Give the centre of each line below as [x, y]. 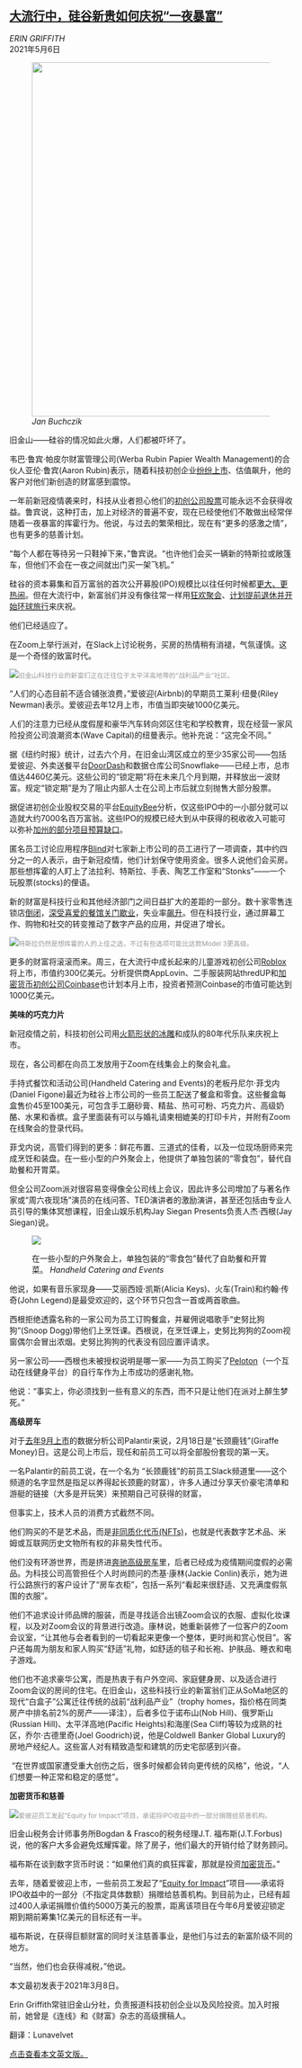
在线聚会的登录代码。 [49, 1128]
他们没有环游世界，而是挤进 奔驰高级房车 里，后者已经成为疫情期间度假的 [143, 1562]
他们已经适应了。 [41, 625]
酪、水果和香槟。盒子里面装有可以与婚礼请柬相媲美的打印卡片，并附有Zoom [150, 1116]
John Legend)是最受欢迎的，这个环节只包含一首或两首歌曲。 [133, 1300]
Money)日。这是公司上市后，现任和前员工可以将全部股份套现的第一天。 [142, 1452]
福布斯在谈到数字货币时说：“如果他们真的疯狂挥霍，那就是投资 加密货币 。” [145, 1864]
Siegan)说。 [31, 1222]
